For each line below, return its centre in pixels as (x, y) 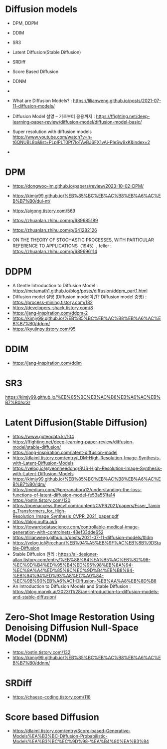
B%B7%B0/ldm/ (29, 484)
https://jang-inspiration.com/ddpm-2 (50, 313)
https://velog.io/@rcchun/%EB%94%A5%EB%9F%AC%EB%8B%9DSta (86, 543)
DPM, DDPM (25, 23)
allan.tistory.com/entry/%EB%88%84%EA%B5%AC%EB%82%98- (81, 559)
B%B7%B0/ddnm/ (31, 663)
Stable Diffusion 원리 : (35, 554)
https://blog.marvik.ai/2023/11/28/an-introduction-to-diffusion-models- (86, 591)
